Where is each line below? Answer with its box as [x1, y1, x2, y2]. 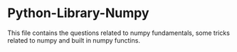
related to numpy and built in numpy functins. [7, 36, 141, 44]
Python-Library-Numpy [7, 5, 149, 21]
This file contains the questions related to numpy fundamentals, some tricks [7, 28, 230, 37]
